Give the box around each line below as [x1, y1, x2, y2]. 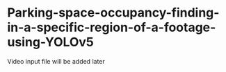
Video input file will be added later [7, 57, 106, 65]
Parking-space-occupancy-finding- [7, 5, 220, 21]
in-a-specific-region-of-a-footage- [7, 19, 216, 35]
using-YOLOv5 [7, 35, 94, 50]
